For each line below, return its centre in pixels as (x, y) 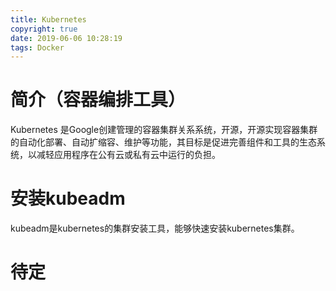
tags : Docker (37, 47)
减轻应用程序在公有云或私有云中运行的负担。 (128, 155)
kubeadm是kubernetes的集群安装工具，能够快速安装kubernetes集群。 (155, 228)
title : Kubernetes (48, 19)
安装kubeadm (68, 198)
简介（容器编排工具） (98, 100)
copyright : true (44, 29)
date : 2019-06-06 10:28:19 (66, 38)
